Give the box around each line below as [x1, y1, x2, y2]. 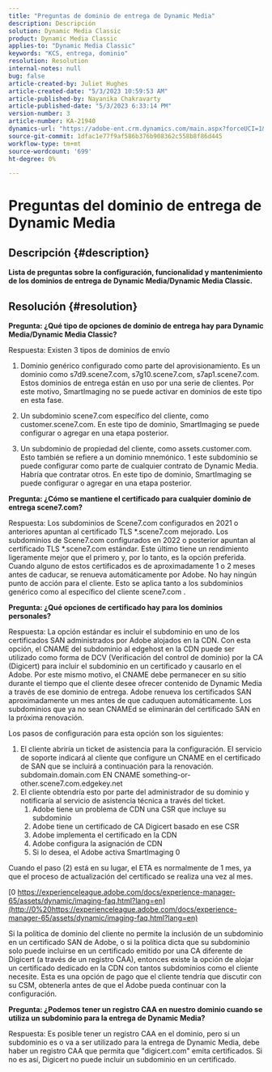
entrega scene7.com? [8, 502, 83, 512]
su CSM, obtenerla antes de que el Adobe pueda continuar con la [8, 981, 227, 990]
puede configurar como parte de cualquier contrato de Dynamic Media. [19, 461, 259, 471]
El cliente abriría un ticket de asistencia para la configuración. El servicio [19, 744, 262, 754]
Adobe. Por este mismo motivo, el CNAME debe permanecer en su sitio [8, 670, 247, 680]
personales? [8, 612, 51, 621]
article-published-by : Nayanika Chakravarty [8, 95, 161, 103]
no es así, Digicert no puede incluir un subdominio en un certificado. [8, 1055, 236, 1065]
